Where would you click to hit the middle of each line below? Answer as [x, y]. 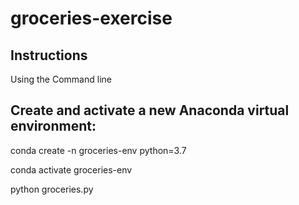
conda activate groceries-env [71, 169]
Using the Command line [61, 79]
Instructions [49, 55]
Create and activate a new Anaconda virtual [150, 110]
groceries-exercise [91, 18]
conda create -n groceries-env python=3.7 [98, 150]
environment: [53, 126]
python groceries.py [52, 189]
